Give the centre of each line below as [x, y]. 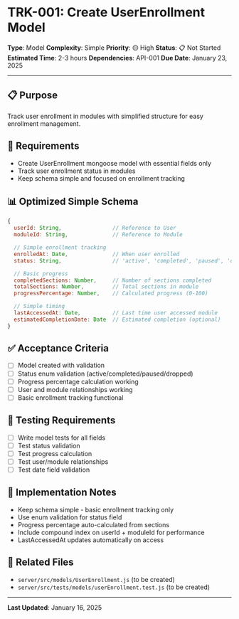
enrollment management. [44, 123]
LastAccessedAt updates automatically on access [91, 540]
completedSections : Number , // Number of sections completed [113, 280]
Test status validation [49, 445]
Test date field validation [54, 470]
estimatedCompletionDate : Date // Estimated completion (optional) [117, 319]
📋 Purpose [33, 96]
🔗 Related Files [41, 562]
